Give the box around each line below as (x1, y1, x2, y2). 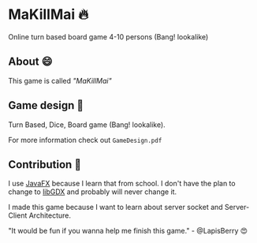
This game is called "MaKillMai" (8, 76, 112, 85)
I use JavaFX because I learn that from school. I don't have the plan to (8, 179, 236, 189)
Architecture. (28, 211, 72, 220)
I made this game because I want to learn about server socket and (8, 203, 223, 212)
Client (8, 211, 28, 220)
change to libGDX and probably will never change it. (8, 187, 177, 196)
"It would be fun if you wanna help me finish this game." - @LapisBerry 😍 (8, 226, 248, 236)
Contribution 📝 (8, 158, 81, 171)
